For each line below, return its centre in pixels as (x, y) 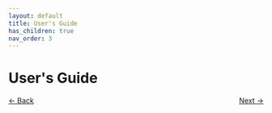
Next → (251, 101)
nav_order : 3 (30, 38)
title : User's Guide (43, 23)
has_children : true (41, 31)
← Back (21, 101)
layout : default (36, 16)
